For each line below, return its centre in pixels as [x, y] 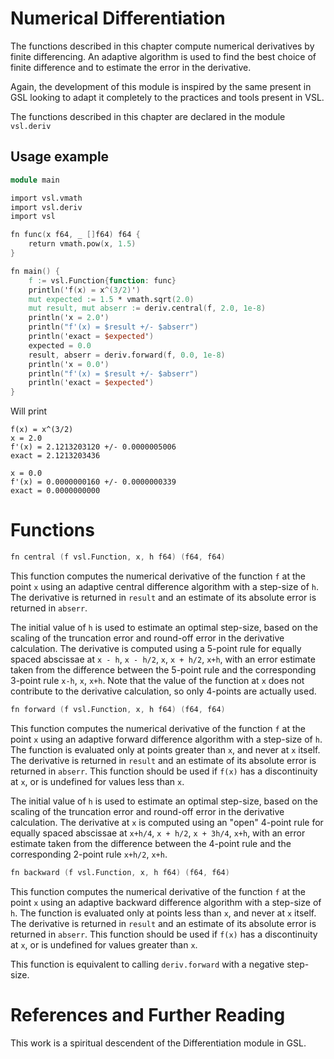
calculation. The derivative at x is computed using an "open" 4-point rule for [167, 822]
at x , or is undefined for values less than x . [97, 781]
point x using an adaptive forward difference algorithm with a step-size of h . [166, 739]
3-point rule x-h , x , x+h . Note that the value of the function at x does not [157, 680]
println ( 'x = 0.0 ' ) [69, 364]
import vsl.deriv [46, 207]
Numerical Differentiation [118, 18]
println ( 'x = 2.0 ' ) [69, 318]
